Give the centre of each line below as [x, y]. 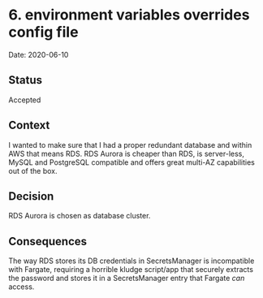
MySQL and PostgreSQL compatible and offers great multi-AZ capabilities [132, 162]
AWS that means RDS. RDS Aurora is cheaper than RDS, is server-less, [127, 153]
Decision [31, 196]
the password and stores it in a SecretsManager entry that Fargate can [127, 279]
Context [29, 125]
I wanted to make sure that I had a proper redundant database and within [130, 145]
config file [43, 32]
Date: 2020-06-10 [39, 54]
